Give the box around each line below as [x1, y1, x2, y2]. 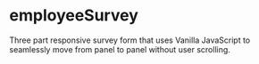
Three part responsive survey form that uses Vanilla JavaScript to [9, 35, 251, 45]
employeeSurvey [9, 5, 138, 26]
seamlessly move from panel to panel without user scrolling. [9, 44, 230, 54]
